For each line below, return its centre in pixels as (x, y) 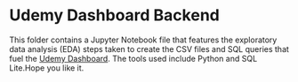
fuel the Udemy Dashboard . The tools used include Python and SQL (133, 58)
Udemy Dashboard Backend (114, 15)
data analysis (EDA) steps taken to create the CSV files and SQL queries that (149, 48)
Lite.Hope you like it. (47, 68)
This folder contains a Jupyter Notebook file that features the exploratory (143, 40)
